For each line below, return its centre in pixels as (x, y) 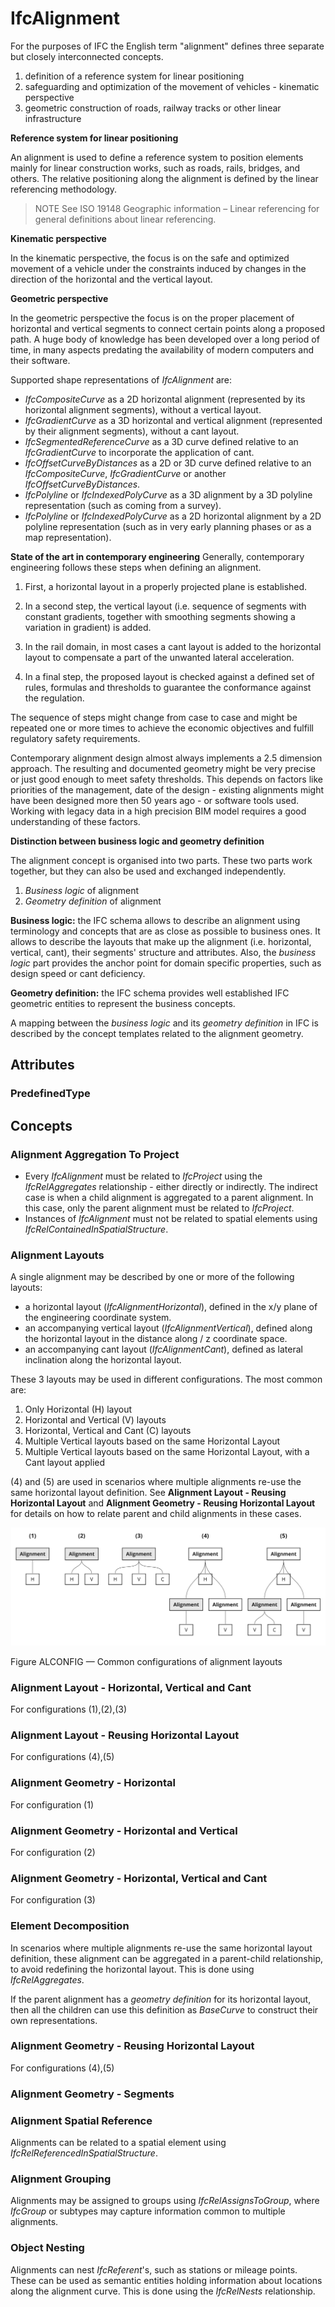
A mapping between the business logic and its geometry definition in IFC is (164, 1023)
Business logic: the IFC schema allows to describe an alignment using (155, 920)
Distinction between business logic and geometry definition (137, 841)
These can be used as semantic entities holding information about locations (166, 2280)
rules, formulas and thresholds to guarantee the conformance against (168, 687)
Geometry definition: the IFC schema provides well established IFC (150, 993)
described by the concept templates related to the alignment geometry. (157, 1033)
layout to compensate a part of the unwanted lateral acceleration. (159, 657)
